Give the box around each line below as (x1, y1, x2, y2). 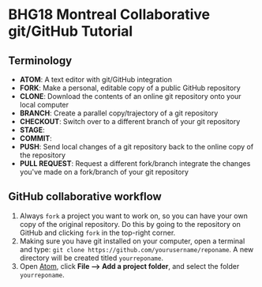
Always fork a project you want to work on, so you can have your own (19, 211, 249, 221)
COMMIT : (19, 134, 53, 143)
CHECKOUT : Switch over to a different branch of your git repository (19, 117, 241, 126)
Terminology (8, 54, 73, 67)
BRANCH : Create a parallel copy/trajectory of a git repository (19, 108, 219, 118)
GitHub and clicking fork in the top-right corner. (19, 228, 176, 237)
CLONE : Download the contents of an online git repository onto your (19, 92, 242, 100)
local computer (19, 100, 69, 109)
